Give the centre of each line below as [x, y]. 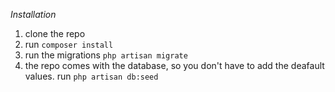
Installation [33, 14]
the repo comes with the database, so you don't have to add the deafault [174, 65]
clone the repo [55, 33]
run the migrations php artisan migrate [106, 55]
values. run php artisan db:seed [91, 76]
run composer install [69, 44]
